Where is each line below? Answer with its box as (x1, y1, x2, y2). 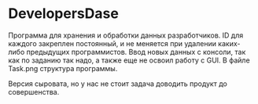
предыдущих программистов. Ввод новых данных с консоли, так (26, 47, 246, 56)
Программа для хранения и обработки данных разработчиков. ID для (8, 30, 244, 40)
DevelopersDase (8, 5, 120, 23)
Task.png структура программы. (8, 63, 118, 73)
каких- (217, 38, 241, 48)
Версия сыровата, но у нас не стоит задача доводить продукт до (8, 79, 228, 88)
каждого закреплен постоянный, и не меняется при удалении (8, 38, 216, 48)
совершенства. (8, 87, 60, 96)
